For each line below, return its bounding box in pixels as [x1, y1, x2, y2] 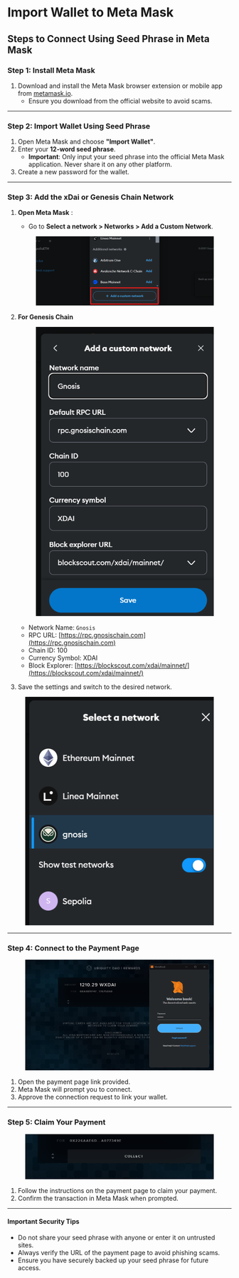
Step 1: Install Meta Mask [7, 65, 95, 75]
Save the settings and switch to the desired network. [17, 683, 172, 691]
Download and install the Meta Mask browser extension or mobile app [17, 81, 223, 90]
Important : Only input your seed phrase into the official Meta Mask [28, 153, 225, 161]
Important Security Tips [7, 1217, 80, 1226]
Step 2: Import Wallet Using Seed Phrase [7, 121, 151, 131]
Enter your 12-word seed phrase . [17, 145, 116, 154]
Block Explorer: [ [28, 661, 78, 670]
